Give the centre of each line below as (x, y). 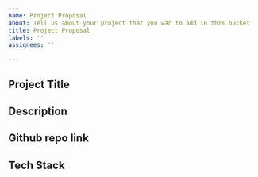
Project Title (39, 84)
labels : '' (26, 38)
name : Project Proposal (48, 15)
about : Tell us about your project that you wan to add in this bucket (129, 23)
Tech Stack (37, 165)
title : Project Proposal (49, 30)
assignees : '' (32, 45)
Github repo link (48, 139)
